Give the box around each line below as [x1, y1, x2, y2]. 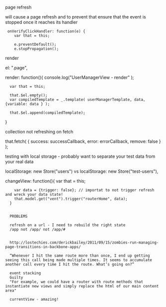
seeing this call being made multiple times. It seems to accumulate [5, 258, 153, 263]
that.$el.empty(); [9, 93, 48, 98]
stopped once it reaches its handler [5, 19, 78, 25]
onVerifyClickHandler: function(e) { [7, 29, 85, 34]
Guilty [9, 275, 23, 280]
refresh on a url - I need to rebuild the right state [9, 223, 126, 228]
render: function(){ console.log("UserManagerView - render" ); [5, 74, 134, 80]
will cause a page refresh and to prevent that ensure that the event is [5, 14, 146, 19]
